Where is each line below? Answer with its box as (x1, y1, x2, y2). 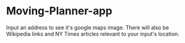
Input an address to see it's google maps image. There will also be (6, 24, 169, 31)
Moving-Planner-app (6, 4, 112, 18)
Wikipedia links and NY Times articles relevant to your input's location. (6, 30, 180, 37)
